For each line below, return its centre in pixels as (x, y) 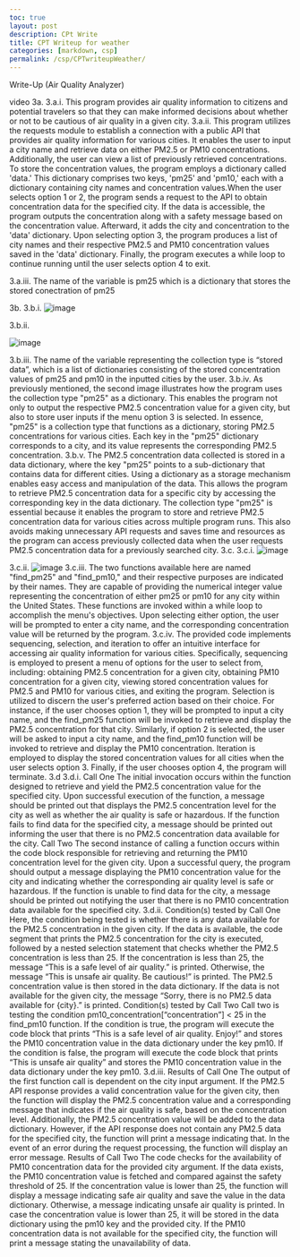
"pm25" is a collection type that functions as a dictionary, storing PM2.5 (142, 427)
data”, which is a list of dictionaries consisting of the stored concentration (145, 369)
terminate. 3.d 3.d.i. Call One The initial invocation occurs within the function (150, 777)
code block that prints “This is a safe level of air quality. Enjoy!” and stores (146, 1034)
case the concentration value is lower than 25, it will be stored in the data (144, 1214)
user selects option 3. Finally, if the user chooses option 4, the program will (148, 767)
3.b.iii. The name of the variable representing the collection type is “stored (146, 360)
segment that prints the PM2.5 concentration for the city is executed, (137, 938)
